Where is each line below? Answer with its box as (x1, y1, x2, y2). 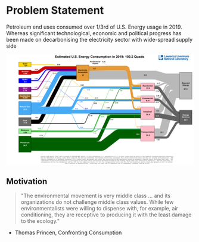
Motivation (6, 176, 48, 187)
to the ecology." (20, 218, 60, 225)
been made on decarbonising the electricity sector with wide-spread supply (6, 36, 193, 43)
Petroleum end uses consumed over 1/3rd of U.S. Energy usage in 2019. (6, 23, 183, 30)
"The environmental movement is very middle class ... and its (20, 192, 171, 200)
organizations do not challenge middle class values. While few (20, 198, 174, 206)
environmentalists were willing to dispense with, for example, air (20, 205, 179, 212)
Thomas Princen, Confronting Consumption (14, 229, 122, 236)
